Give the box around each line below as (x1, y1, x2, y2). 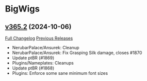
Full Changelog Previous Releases (5, 35, 73, 41)
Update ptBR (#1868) (12, 65, 54, 71)
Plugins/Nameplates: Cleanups (12, 60, 74, 66)
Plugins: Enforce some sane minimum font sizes (12, 70, 108, 76)
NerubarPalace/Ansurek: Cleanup (12, 45, 80, 50)
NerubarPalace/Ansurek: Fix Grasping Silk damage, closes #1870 (12, 50, 142, 55)
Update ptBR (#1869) (12, 55, 54, 61)
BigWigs (5, 3, 40, 14)
